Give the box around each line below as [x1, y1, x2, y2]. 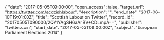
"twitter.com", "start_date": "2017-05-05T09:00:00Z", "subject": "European [5, 25, 158, 30]
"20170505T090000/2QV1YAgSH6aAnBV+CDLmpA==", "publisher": [5, 19, 143, 25]
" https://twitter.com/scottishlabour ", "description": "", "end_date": [5, 9, 138, 15]
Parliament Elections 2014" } [5, 30, 63, 35]
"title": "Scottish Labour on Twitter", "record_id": [36, 14, 134, 20]
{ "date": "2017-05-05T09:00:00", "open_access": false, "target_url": [5, 4, 145, 10]
